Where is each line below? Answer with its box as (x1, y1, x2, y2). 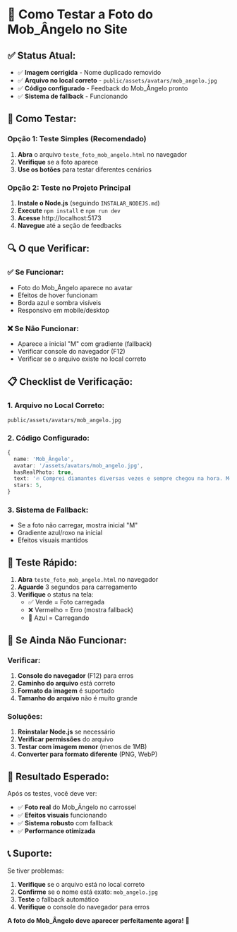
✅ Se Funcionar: (7, 268, 64, 277)
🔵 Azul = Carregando (28, 614, 90, 622)
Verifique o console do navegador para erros (17, 902, 150, 911)
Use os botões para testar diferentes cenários (17, 165, 152, 174)
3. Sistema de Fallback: (7, 505, 89, 515)
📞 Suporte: (7, 847, 53, 860)
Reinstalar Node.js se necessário (17, 727, 116, 736)
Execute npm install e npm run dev (17, 206, 121, 215)
